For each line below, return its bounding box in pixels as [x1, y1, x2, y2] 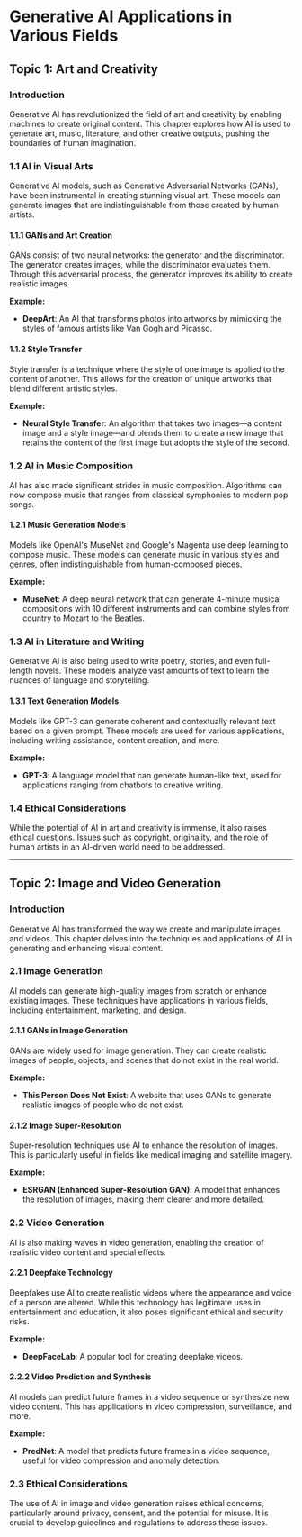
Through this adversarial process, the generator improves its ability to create [9, 268, 293, 280]
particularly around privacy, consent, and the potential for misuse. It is [9, 1507, 269, 1519]
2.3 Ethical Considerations [9, 1478, 128, 1490]
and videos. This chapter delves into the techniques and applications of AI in [9, 932, 293, 943]
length [9, 665, 33, 677]
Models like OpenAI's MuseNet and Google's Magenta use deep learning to [9, 540, 289, 550]
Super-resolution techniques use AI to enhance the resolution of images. [9, 1140, 279, 1150]
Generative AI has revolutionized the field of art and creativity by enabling [9, 108, 282, 119]
